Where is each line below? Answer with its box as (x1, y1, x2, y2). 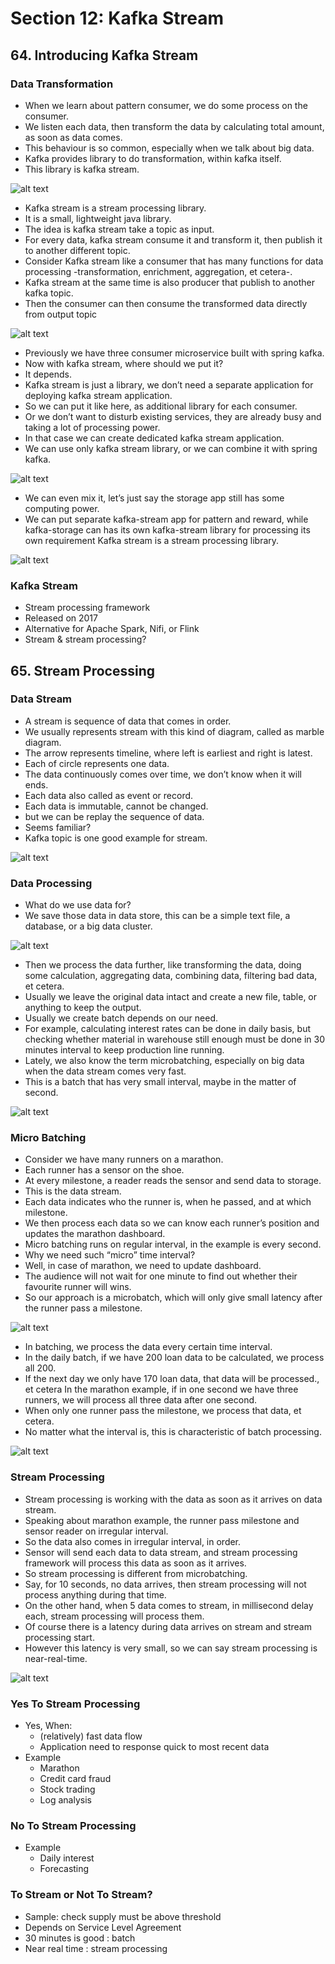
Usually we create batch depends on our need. (24, 1012, 218, 1024)
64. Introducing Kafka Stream (10, 47, 199, 64)
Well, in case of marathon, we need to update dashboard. (24, 1260, 262, 1272)
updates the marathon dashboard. (24, 1228, 166, 1240)
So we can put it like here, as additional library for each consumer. (24, 400, 298, 412)
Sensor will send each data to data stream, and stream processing (24, 1546, 298, 1558)
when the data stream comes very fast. (24, 1065, 187, 1077)
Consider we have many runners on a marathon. (24, 1153, 224, 1166)
